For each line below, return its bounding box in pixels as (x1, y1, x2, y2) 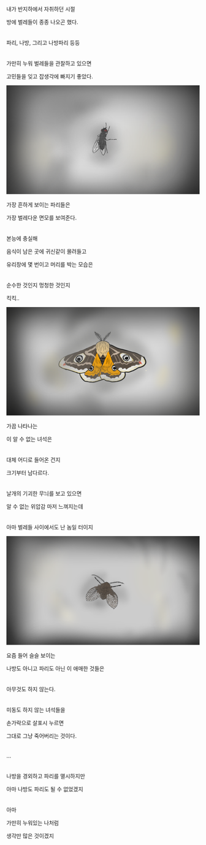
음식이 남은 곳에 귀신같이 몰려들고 (6, 248, 87, 255)
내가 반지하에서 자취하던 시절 (6, 6, 75, 12)
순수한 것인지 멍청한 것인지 (6, 281, 71, 289)
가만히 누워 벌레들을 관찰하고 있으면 (6, 60, 92, 67)
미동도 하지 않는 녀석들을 (6, 706, 66, 713)
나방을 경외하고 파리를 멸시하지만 (6, 772, 86, 779)
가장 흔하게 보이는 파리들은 (6, 201, 71, 208)
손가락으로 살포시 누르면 (6, 719, 64, 726)
